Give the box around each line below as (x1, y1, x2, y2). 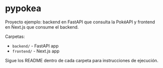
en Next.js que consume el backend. (5, 24, 79, 30)
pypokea (5, 3, 42, 14)
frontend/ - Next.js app (12, 48, 60, 54)
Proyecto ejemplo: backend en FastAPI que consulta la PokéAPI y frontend (5, 19, 155, 25)
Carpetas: (5, 34, 25, 39)
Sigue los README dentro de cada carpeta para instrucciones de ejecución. (5, 57, 159, 63)
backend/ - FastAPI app (12, 43, 59, 49)
